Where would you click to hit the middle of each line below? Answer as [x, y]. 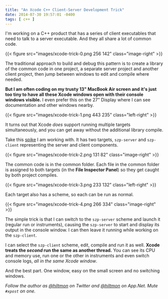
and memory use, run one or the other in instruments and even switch [77, 256]
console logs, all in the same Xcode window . [51, 261]
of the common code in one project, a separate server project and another [82, 69]
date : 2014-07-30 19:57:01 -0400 [40, 15]
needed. [14, 80]
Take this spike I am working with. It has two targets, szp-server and [76, 140]
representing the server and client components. [69, 145]
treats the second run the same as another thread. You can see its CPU [80, 250]
